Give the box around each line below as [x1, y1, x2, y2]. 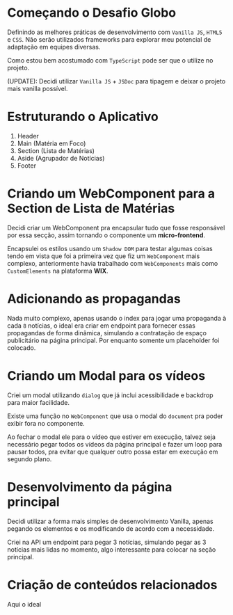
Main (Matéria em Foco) [17, 139, 86, 147]
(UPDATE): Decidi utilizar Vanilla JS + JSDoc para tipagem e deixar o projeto [7, 77, 226, 85]
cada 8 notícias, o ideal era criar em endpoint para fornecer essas [7, 321, 196, 330]
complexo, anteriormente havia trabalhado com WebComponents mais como [7, 259, 218, 267]
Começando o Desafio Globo [7, 5, 177, 21]
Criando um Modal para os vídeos [7, 367, 206, 383]
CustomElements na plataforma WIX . [7, 266, 109, 275]
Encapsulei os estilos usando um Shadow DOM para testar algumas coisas [7, 244, 214, 253]
